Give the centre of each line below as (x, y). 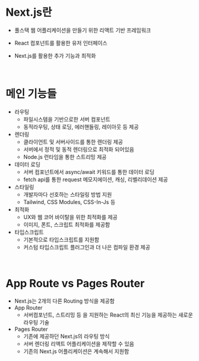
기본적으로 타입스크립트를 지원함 (61, 239)
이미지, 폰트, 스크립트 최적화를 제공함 (67, 224)
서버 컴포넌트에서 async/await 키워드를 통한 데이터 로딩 (89, 171)
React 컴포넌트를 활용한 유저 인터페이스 (61, 43)
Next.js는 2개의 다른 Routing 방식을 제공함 (64, 301)
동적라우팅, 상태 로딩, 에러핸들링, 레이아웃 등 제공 (81, 126)
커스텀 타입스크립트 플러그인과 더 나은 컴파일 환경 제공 (87, 247)
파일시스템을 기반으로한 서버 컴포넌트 (67, 119)
